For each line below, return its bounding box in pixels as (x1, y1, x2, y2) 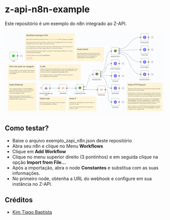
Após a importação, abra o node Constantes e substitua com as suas (12, 164, 159, 170)
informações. (12, 170, 40, 176)
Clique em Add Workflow (12, 148, 66, 154)
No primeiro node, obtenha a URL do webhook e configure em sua (12, 175, 152, 182)
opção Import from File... (12, 159, 66, 165)
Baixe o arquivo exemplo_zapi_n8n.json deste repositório (12, 137, 132, 143)
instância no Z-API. (12, 181, 53, 187)
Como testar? (5, 124, 49, 133)
